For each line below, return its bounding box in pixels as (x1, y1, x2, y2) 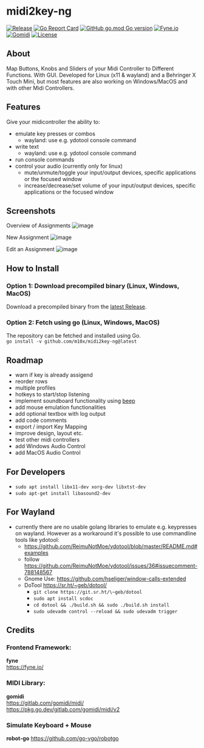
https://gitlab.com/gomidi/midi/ (6, 699, 84, 707)
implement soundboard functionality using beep (15, 397, 135, 405)
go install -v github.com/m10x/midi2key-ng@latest (6, 338, 137, 345)
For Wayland (6, 507, 55, 518)
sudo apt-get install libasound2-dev (15, 490, 111, 496)
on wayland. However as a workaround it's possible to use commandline (15, 529, 197, 537)
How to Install (6, 263, 59, 274)
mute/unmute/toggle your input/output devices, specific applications (24, 169, 196, 176)
